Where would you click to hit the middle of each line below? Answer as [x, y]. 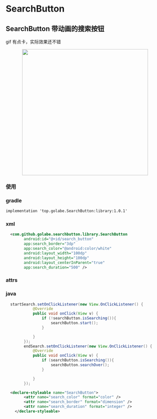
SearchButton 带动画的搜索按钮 [55, 29]
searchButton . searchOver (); [80, 365]
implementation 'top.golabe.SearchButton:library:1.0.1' [67, 211]
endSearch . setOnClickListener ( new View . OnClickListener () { [88, 346]
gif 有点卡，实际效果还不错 [33, 42]
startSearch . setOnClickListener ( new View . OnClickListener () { [77, 304]
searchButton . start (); [74, 323]
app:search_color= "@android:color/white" [68, 249]
